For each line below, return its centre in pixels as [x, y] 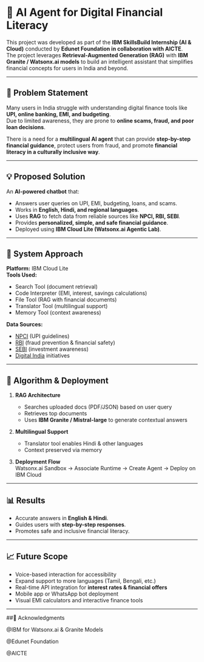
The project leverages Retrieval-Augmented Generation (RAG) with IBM [97, 55]
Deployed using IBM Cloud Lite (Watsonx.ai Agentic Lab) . [88, 229]
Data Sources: [25, 325]
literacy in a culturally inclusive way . [53, 152]
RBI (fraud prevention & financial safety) [65, 343]
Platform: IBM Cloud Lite [37, 269]
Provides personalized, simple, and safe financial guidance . [92, 222]
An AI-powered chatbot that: [43, 191]
